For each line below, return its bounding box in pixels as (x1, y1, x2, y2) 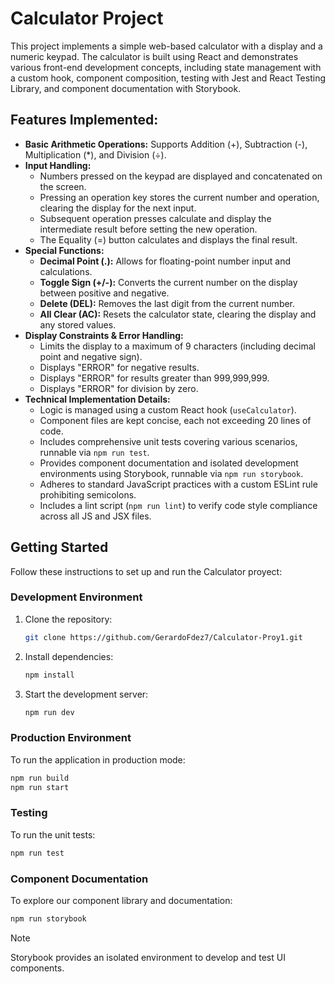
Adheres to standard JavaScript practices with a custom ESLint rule (39, 478, 318, 490)
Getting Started (10, 539, 109, 556)
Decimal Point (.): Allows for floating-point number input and (39, 255, 292, 267)
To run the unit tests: (10, 828, 96, 841)
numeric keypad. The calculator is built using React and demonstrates (10, 50, 299, 62)
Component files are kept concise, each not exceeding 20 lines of (39, 414, 312, 426)
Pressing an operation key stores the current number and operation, (39, 191, 320, 203)
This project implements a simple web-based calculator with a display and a (10, 40, 323, 52)
